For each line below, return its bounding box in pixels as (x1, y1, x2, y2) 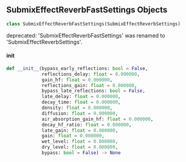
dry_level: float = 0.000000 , (41, 144, 119, 151)
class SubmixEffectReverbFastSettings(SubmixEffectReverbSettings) (6, 21, 181, 27)
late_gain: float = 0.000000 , (41, 127, 119, 134)
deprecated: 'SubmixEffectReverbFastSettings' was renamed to (6, 31, 165, 39)
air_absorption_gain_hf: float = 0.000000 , (41, 116, 154, 122)
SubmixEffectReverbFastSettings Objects (6, 5, 168, 15)
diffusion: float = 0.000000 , (41, 110, 119, 117)
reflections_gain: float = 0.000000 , (41, 82, 137, 88)
